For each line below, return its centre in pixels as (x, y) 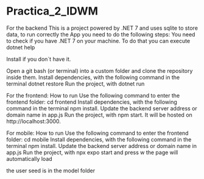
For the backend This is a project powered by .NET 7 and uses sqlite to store (102, 28)
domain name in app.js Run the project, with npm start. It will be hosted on (100, 115)
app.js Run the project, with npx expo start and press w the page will (92, 152)
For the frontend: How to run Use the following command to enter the (93, 95)
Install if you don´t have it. (39, 59)
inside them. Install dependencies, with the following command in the (93, 77)
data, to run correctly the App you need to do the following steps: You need (101, 34)
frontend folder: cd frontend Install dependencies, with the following (92, 102)
